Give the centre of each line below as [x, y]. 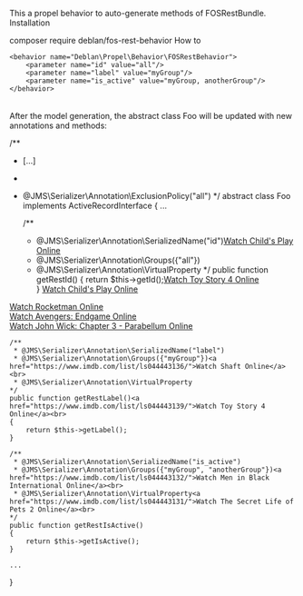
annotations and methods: [58, 125]
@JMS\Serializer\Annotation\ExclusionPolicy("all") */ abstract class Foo [156, 196]
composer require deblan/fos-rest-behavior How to [105, 40]
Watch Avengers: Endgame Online [73, 316]
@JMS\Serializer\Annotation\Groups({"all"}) [118, 260]
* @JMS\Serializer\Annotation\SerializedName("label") [119, 351]
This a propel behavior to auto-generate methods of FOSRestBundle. [138, 13]
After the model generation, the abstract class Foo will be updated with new [151, 116]
